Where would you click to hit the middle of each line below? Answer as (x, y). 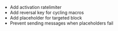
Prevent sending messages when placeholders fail (61, 23)
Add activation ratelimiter (36, 7)
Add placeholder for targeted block (46, 18)
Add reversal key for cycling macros (47, 12)
